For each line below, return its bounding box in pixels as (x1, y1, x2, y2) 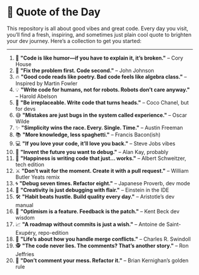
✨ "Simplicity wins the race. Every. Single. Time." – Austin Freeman (15, 124, 184, 131)
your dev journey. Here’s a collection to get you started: (6, 37, 142, 44)
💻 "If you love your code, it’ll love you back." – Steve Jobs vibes (15, 140, 176, 147)
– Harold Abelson (15, 93, 58, 100)
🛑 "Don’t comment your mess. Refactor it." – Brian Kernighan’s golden (15, 257, 188, 264)
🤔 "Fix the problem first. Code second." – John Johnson (15, 67, 154, 74)
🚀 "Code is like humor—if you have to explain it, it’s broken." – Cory (15, 54, 184, 61)
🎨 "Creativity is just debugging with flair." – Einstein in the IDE (15, 186, 169, 194)
